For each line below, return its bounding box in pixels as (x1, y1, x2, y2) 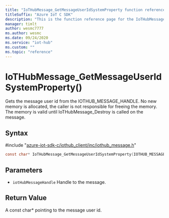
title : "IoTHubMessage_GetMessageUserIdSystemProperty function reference (5, 7, 165, 13)
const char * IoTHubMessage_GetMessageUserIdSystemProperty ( (5, 152, 134, 157)
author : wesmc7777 (5, 26, 44, 31)
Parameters (5, 166, 43, 174)
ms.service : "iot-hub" (5, 40, 53, 45)
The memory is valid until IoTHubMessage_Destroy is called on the (5, 109, 143, 115)
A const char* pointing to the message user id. (5, 207, 102, 213)
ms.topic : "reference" (5, 49, 53, 54)
